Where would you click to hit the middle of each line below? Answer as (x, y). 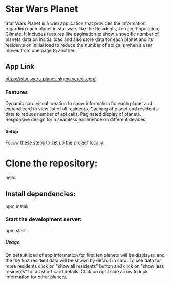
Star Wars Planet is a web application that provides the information (76, 23)
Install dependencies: (40, 194)
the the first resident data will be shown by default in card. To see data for (83, 261)
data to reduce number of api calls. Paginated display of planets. (73, 114)
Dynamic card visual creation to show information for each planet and (79, 104)
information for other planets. (36, 277)
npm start (16, 231)
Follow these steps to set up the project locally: (55, 143)
